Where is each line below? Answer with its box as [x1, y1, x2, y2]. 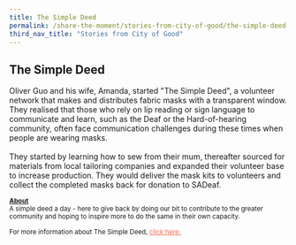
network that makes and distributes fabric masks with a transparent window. [9, 95, 287, 106]
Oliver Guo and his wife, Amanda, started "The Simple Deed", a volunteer [9, 86, 276, 96]
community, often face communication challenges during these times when [9, 123, 284, 134]
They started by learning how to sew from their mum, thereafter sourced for [9, 151, 285, 162]
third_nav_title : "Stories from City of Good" [9, 29, 184, 38]
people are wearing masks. [9, 133, 108, 143]
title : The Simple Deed [9, 12, 97, 22]
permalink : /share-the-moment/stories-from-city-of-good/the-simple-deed [9, 21, 287, 30]
